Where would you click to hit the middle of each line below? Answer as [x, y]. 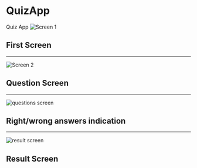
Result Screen [32, 159]
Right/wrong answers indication [66, 121]
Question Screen [38, 83]
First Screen [29, 45]
